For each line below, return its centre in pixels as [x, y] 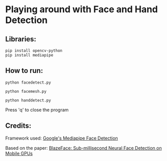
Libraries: [21, 39]
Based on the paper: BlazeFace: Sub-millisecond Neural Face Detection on [83, 148]
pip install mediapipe [29, 55]
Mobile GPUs [19, 153]
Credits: [18, 126]
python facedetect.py [28, 83]
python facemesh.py [26, 91]
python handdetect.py [28, 100]
